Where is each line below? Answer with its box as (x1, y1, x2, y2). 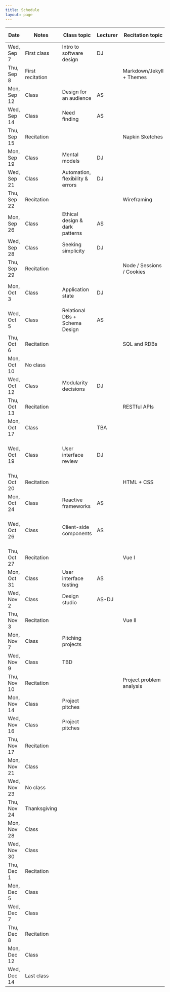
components (62, 530, 92, 537)
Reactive (62, 496, 83, 503)
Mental (62, 151, 79, 158)
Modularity (62, 379, 88, 386)
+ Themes (122, 74, 147, 81)
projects (62, 641, 82, 648)
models (62, 157, 80, 164)
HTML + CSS (122, 479, 154, 486)
